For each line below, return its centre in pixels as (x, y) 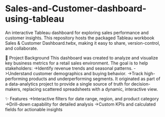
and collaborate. (22, 48)
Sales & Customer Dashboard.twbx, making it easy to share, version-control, (83, 43)
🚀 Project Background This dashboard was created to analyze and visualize (82, 58)
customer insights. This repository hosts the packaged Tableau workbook (80, 38)
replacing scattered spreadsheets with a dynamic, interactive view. (90, 89)
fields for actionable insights (34, 109)
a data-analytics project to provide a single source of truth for (68, 84)
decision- (141, 84)
